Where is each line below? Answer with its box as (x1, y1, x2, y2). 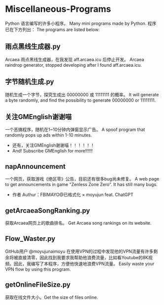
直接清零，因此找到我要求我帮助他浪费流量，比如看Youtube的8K (18, 254, 149, 260)
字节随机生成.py (5, 77, 54, 86)
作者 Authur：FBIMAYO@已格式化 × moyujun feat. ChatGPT (12, 191, 134, 198)
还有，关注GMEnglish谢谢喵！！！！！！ (12, 142, 95, 149)
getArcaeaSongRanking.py (5, 206, 90, 215)
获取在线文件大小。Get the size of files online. (5, 294, 98, 300)
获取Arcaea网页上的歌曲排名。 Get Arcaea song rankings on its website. (5, 220, 152, 226)
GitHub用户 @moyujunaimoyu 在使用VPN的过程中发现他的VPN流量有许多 (5, 248, 154, 254)
